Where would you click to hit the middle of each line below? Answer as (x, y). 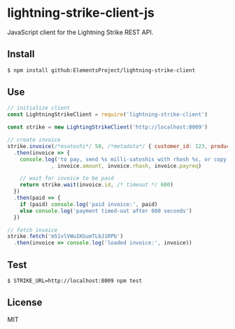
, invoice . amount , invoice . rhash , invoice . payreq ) (126, 166)
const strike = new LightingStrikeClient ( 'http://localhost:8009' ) (108, 127)
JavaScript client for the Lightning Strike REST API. (80, 32)
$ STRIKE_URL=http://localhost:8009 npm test (74, 281)
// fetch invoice (33, 230)
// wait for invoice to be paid (67, 178)
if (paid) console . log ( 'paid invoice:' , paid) (89, 204)
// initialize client (39, 108)
